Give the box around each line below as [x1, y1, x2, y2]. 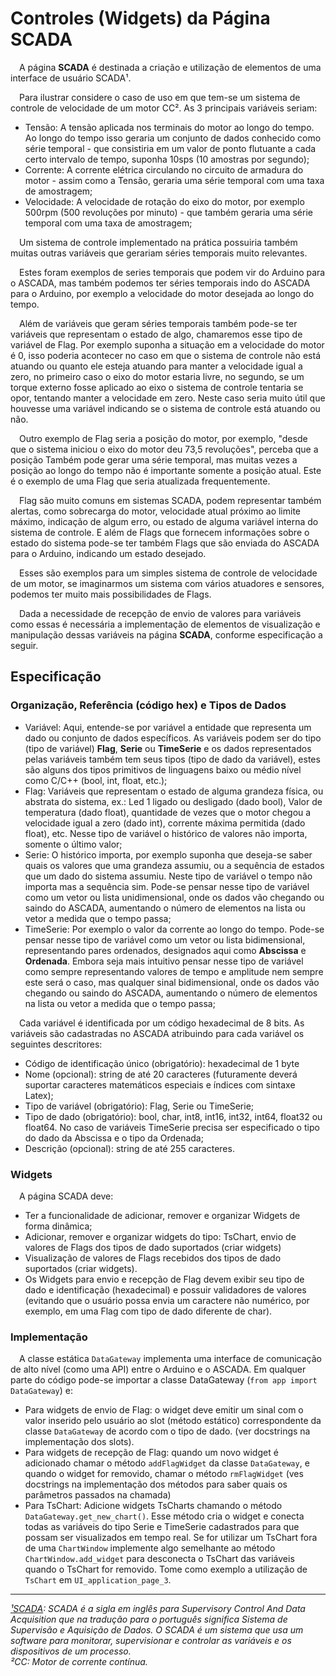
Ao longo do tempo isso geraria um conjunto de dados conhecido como [24, 132, 322, 144]
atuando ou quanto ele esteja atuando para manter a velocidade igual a [10, 360, 303, 372]
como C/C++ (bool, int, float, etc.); [24, 774, 168, 786]
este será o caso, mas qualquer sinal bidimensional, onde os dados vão [24, 976, 320, 988]
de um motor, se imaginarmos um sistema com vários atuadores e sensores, [10, 577, 325, 589]
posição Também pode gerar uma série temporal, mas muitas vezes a [10, 453, 298, 466]
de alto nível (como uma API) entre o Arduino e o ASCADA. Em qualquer [10, 1363, 307, 1376]
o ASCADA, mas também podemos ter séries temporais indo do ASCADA [10, 277, 311, 289]
